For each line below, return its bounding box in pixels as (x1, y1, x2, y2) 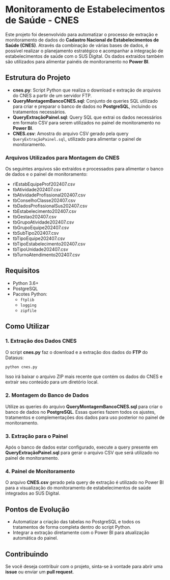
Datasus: (5, 354, 24, 361)
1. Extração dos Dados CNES (5, 338, 77, 345)
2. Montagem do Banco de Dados (5, 392, 89, 399)
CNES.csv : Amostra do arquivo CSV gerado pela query (12, 130, 129, 137)
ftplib (20, 297, 35, 302)
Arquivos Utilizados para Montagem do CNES (5, 154, 120, 161)
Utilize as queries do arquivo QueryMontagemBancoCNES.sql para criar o (5, 403, 163, 410)
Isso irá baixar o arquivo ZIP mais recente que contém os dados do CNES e (5, 373, 163, 380)
